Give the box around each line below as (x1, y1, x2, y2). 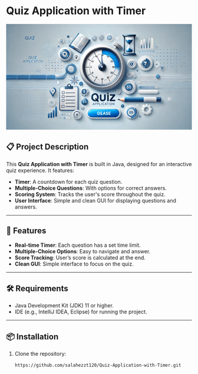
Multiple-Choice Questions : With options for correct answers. (14, 184, 167, 191)
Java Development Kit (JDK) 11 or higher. (14, 302, 114, 309)
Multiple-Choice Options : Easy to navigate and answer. (14, 247, 151, 254)
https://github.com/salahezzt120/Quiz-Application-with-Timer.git (14, 362, 181, 369)
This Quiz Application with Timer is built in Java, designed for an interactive (6, 160, 192, 167)
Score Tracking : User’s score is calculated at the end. (14, 254, 146, 261)
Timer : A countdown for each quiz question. (14, 178, 123, 185)
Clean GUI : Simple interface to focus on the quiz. (14, 260, 134, 267)
